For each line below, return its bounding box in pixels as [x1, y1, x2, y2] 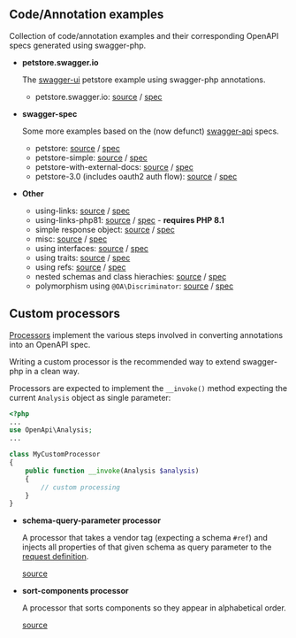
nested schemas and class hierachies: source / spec [34, 271, 227, 281]
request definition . [21, 551, 89, 562]
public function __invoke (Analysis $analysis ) [25, 466, 200, 475]
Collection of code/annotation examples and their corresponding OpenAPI [9, 30, 279, 41]
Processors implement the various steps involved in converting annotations [9, 329, 284, 340]
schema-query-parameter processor [21, 515, 162, 526]
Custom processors [9, 306, 121, 321]
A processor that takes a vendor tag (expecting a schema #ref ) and [21, 533, 268, 543]
